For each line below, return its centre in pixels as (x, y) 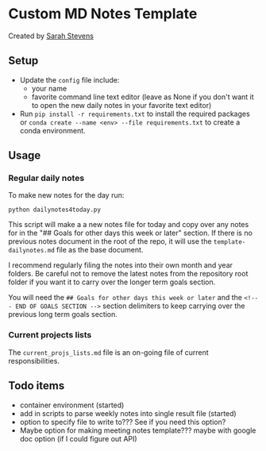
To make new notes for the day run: (66, 195)
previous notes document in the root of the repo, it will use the (110, 241)
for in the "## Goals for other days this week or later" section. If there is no (130, 233)
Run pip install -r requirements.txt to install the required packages (135, 114)
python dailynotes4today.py (55, 210)
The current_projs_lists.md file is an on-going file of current (108, 352)
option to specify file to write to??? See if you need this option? (123, 422)
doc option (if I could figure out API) (78, 438)
